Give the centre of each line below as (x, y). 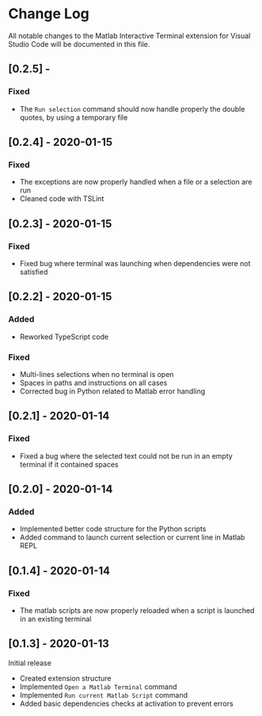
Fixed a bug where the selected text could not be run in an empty (126, 455)
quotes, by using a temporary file (74, 117)
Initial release (30, 663)
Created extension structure (65, 678)
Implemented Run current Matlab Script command (104, 695)
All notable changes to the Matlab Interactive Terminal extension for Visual (129, 36)
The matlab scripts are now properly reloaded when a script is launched (137, 611)
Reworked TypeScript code (64, 337)
